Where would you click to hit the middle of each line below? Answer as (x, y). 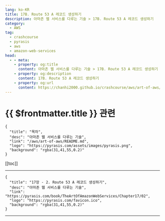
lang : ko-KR (17, 10)
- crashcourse (24, 37)
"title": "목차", (26, 132)
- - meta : (19, 60)
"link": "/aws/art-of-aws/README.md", (49, 142)
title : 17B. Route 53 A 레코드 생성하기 (43, 14)
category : (15, 23)
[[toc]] (12, 163)
